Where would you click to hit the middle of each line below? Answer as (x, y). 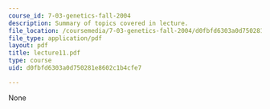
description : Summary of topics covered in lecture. (98, 23)
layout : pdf (28, 46)
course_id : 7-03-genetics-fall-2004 (70, 16)
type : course (30, 61)
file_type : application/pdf (55, 38)
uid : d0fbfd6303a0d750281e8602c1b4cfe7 (75, 68)
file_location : (34, 30)
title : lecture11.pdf (45, 53)
